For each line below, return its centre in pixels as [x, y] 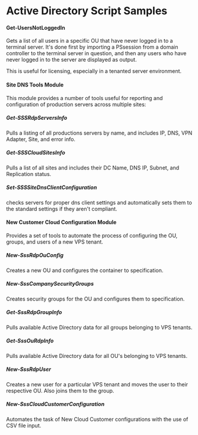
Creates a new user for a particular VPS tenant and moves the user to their [97, 384]
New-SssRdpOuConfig [35, 255]
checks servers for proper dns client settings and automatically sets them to [99, 202]
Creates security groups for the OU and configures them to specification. [95, 299]
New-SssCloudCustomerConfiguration [55, 404]
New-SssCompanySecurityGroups [50, 284]
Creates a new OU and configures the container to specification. [85, 270]
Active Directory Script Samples [87, 11]
